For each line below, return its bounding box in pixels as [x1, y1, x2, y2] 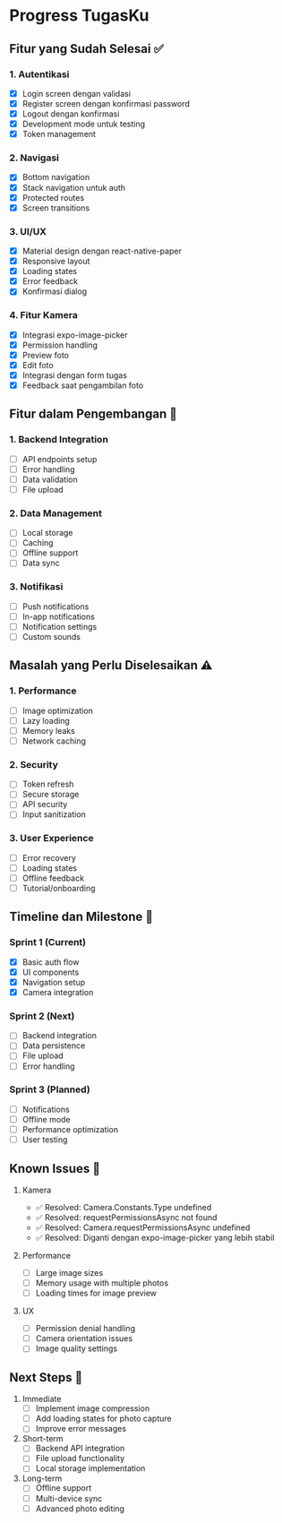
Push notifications [21, 601, 90, 612]
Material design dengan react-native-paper [21, 245, 182, 256]
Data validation [21, 474, 78, 485]
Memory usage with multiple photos [35, 1278, 168, 1288]
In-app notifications [21, 611, 96, 622]
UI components [21, 967, 80, 977]
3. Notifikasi [9, 581, 64, 593]
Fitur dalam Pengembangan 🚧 [9, 407, 177, 422]
